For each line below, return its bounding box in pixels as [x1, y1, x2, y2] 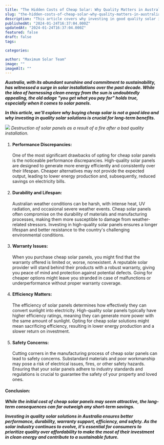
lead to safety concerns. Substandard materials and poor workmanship [12, 356, 155, 362]
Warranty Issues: [12, 243, 48, 249]
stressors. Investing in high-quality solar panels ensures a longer [27, 221, 158, 227]
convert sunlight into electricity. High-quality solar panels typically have [12, 308, 157, 314]
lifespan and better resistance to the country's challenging [12, 227, 130, 233]
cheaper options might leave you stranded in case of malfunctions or [12, 275, 151, 281]
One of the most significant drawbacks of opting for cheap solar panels [12, 153, 156, 158]
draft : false [5, 35, 32, 40]
